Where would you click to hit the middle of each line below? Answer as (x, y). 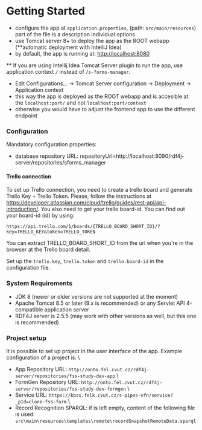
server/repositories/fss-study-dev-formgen (71, 389)
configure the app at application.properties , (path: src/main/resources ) (106, 28)
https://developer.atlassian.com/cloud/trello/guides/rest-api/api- (86, 203)
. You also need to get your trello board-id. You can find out (111, 209)
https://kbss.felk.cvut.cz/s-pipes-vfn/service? (111, 396)
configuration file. (28, 268)
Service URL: (31, 395)
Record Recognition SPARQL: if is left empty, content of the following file (105, 408)
